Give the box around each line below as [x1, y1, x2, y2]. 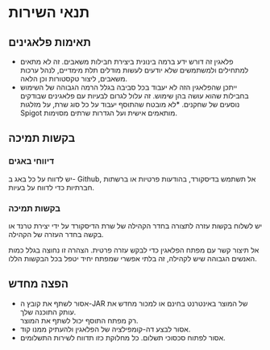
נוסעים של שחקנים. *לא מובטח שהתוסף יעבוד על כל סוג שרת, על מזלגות [19, 100, 240, 109]
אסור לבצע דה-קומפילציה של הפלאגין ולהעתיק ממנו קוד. [19, 324, 191, 334]
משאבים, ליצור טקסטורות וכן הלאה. [19, 74, 127, 83]
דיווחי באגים [8, 156, 55, 167]
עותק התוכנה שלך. [19, 306, 77, 317]
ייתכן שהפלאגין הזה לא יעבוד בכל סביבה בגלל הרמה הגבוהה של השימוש [19, 82, 238, 92]
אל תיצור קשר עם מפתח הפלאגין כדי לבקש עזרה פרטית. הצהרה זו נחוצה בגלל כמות [8, 245, 260, 255]
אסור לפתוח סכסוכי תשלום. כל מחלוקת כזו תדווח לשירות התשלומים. [19, 332, 226, 342]
